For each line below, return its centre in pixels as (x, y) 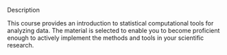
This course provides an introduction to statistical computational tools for (110, 23)
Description (23, 10)
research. (21, 45)
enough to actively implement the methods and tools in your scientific (106, 38)
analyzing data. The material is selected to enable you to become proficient (113, 31)
